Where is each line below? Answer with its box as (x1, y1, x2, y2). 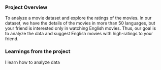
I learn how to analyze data (5, 59, 60, 65)
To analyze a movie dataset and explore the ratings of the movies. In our (5, 15, 152, 21)
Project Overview (5, 4, 48, 11)
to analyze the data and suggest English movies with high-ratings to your (5, 31, 154, 37)
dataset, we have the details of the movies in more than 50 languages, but (5, 20, 156, 26)
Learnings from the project (5, 48, 70, 55)
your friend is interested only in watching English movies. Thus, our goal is (5, 25, 156, 31)
